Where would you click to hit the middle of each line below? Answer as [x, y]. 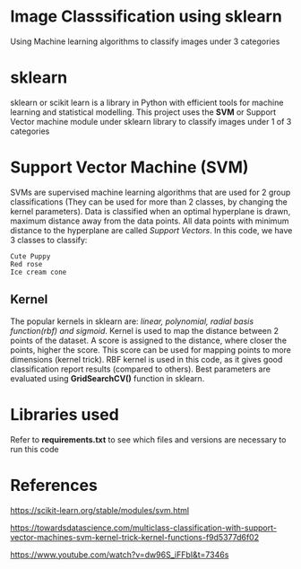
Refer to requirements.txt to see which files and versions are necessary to [148, 439]
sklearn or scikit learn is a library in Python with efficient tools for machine [147, 102]
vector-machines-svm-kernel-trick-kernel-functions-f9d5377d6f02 [134, 537]
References [54, 485]
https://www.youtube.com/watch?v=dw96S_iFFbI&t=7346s [120, 555]
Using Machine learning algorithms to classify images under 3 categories [145, 41]
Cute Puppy [30, 256]
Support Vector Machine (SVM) [129, 167]
